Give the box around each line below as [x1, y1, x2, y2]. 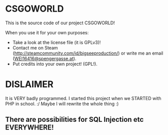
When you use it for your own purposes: [5, 29, 89, 35]
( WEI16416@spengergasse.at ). [12, 55, 77, 61]
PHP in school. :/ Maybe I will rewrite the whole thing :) [5, 101, 119, 107]
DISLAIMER [5, 79, 54, 90]
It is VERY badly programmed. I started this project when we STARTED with [5, 95, 161, 101]
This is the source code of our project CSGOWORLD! [5, 20, 115, 26]
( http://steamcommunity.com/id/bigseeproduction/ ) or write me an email [12, 50, 163, 56]
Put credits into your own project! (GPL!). [12, 61, 97, 67]
